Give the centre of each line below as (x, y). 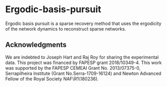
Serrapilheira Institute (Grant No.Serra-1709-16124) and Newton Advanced (83, 73)
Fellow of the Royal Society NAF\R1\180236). (52, 79)
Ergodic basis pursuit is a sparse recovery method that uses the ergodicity (83, 23)
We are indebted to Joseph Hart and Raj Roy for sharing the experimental (82, 57)
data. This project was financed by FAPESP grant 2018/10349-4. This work (83, 63)
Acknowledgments (36, 45)
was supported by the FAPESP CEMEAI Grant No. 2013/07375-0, (73, 68)
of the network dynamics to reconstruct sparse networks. (66, 28)
